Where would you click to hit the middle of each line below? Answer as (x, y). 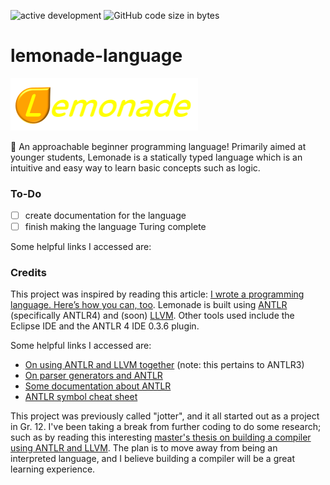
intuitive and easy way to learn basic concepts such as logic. (135, 167)
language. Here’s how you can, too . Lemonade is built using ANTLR (149, 305)
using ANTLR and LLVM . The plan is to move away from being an (144, 448)
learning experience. (53, 469)
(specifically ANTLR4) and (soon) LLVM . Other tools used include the (152, 316)
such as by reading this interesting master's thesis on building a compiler (161, 437)
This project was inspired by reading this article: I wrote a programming (157, 294)
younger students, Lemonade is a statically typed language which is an (156, 157)
